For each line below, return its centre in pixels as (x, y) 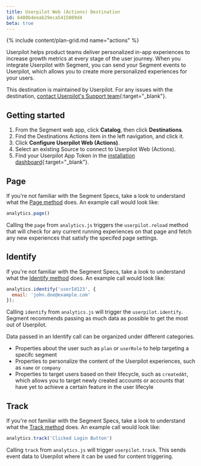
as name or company (38, 368)
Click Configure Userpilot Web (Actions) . (67, 143)
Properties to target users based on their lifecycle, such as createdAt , (102, 374)
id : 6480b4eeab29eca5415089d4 (44, 18)
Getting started (36, 115)
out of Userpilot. (27, 325)
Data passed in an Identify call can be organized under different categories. (100, 337)
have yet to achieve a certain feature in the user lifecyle (84, 387)
